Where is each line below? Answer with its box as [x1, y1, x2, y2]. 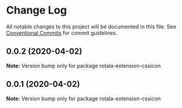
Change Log [6, 4, 67, 17]
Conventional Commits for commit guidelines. [6, 29, 117, 36]
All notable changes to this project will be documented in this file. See [6, 23, 177, 30]
